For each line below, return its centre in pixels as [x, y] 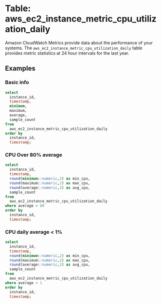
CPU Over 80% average [34, 155]
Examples [20, 69]
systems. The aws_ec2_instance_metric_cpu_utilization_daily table [74, 48]
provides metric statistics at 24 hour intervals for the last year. [67, 53]
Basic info [17, 82]
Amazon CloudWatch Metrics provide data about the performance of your [79, 42]
